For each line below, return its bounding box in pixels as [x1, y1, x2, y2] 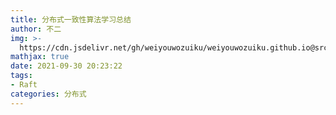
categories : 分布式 [10, 89, 87, 99]
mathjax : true [10, 52, 70, 62]
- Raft [10, 80, 38, 90]
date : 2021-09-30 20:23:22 [10, 61, 123, 71]
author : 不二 [10, 24, 62, 34]
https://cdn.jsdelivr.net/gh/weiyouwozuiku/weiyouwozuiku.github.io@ [19, 42, 315, 53]
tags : [10, 71, 33, 81]
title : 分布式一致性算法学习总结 [10, 14, 132, 25]
